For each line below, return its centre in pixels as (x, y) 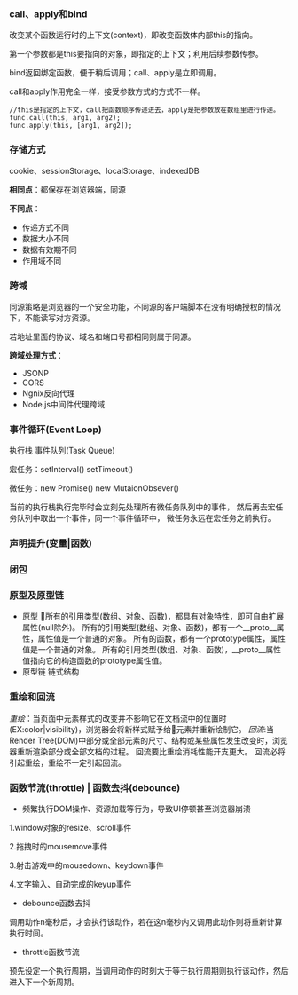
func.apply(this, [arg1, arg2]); (71, 126)
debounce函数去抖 (56, 903)
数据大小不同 (45, 238)
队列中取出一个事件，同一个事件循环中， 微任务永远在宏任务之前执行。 (146, 518)
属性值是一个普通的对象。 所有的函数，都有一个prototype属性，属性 (162, 639)
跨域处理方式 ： (36, 355)
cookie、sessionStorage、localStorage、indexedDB (104, 170)
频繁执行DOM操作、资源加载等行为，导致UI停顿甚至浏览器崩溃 (136, 809)
